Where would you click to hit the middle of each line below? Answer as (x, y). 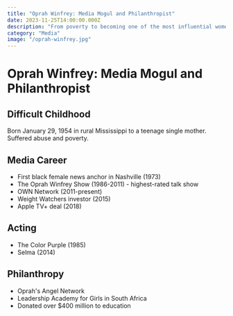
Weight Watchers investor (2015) (64, 199)
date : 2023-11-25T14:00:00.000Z (54, 20)
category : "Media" (34, 33)
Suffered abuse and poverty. (48, 138)
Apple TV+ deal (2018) (49, 206)
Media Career (37, 160)
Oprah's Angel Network (51, 291)
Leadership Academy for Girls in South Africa (82, 298)
